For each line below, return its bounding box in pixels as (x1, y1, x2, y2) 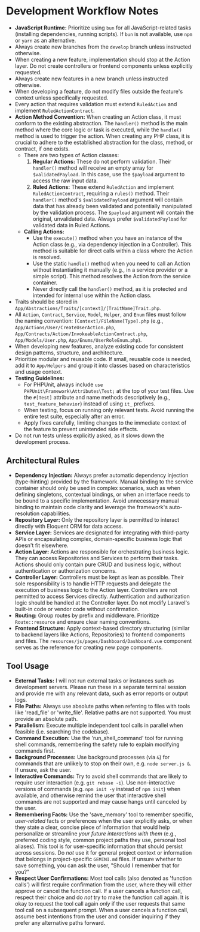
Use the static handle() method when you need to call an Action (32, 260, 190, 267)
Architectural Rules (6, 456, 79, 466)
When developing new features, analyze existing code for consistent (14, 342, 184, 350)
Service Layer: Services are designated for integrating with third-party (14, 529, 189, 536)
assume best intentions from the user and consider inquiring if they (14, 913, 180, 920)
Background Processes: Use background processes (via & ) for (14, 753, 170, 760)
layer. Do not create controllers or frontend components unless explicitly (14, 62, 193, 70)
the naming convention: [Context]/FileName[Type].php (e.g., (14, 317, 164, 324)
